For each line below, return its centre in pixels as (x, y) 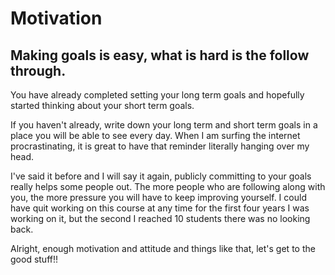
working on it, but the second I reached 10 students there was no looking (160, 218)
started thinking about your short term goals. (102, 105)
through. (38, 70)
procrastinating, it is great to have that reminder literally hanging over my (160, 146)
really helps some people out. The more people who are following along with (168, 186)
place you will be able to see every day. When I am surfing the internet (155, 135)
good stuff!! (34, 259)
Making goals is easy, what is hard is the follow (160, 55)
